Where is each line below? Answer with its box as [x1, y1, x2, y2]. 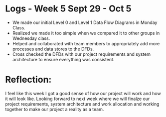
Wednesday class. [12, 35, 50, 41]
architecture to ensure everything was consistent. [12, 56, 115, 62]
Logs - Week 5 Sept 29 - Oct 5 [5, 3, 132, 14]
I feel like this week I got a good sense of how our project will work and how [5, 90, 161, 96]
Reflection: [5, 74, 52, 85]
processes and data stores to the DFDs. [12, 46, 94, 52]
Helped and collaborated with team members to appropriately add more [12, 40, 160, 46]
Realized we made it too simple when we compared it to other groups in [12, 30, 160, 36]
